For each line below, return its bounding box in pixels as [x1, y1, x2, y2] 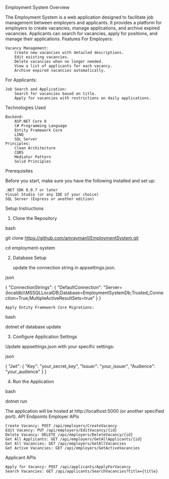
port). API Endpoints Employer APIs [5, 413, 79, 419]
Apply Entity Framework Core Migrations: [5, 305, 95, 310]
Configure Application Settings [12, 333, 77, 340]
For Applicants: [5, 77, 37, 83]
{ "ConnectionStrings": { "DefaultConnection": [5, 285, 102, 290]
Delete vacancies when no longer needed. [14, 59, 103, 64]
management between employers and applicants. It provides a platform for [5, 20, 162, 25]
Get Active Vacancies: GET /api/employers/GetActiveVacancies [5, 445, 140, 450]
